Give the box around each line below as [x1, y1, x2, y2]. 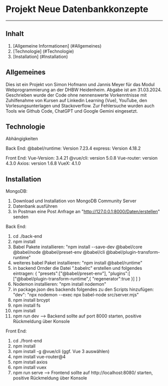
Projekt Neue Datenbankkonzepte [5, 4, 149, 15]
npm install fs [12, 302, 41, 308]
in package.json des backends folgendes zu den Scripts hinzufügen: [12, 286, 154, 292]
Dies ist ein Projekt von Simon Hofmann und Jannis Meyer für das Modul [5, 81, 155, 87]
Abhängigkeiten [5, 136, 38, 142]
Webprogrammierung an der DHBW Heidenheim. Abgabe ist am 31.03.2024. [5, 87, 162, 93]
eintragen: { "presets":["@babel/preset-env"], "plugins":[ [12, 270, 131, 276]
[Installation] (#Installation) [12, 54, 68, 60]
